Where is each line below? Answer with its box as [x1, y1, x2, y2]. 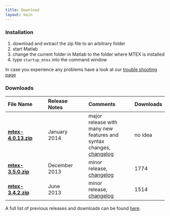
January [48, 128, 68, 135]
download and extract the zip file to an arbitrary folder [12, 40, 125, 46]
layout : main [5, 12, 33, 17]
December [48, 162, 73, 169]
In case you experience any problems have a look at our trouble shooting [5, 66, 157, 73]
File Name [8, 101, 33, 108]
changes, [88, 144, 110, 151]
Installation [5, 29, 34, 36]
